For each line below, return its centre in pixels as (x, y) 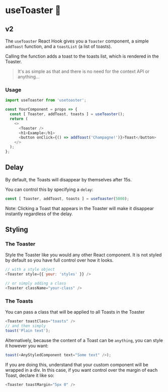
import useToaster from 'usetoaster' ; (46, 101)
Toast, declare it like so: (30, 375)
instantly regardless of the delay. (39, 214)
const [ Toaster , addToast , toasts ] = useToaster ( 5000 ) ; (67, 199)
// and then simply (26, 326)
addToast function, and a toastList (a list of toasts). (59, 46)
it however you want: (27, 346)
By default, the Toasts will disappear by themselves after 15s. (68, 179)
